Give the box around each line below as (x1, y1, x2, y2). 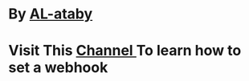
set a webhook (8, 59, 108, 77)
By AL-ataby (8, 5, 93, 23)
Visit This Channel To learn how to (8, 42, 242, 60)
